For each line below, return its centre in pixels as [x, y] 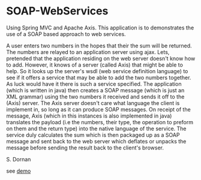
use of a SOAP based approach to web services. [66, 34]
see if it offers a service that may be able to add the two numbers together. [99, 77]
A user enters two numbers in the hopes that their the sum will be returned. [99, 46]
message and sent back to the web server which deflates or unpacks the [96, 141]
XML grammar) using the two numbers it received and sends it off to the [95, 97]
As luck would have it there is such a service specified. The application [94, 84]
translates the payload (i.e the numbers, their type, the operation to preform [100, 122]
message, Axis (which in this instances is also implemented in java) [89, 116]
